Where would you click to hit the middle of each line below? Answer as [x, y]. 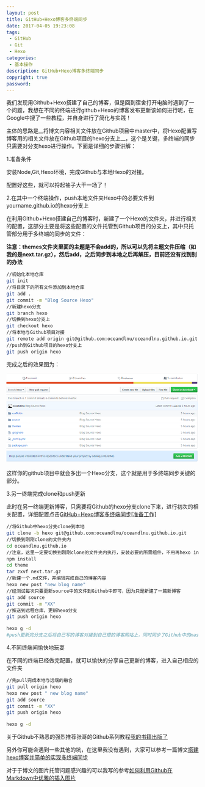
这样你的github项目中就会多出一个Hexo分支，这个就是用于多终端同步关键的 [101, 473]
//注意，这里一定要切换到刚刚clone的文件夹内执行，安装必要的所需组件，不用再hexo [99, 553]
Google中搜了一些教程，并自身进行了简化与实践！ [69, 118]
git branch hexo [27, 313]
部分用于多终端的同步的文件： [49, 234]
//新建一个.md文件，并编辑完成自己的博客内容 [56, 578]
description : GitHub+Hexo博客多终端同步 [55, 71]
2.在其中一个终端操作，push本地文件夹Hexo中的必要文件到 [80, 198]
